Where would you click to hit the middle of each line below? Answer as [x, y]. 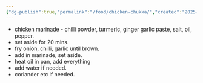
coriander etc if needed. [45, 74]
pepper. [24, 35]
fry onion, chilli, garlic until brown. [57, 48]
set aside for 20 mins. [42, 42]
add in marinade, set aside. [48, 55]
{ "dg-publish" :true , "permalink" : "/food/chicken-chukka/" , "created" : [94, 12]
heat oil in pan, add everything [52, 61]
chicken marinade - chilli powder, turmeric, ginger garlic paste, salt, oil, [103, 29]
